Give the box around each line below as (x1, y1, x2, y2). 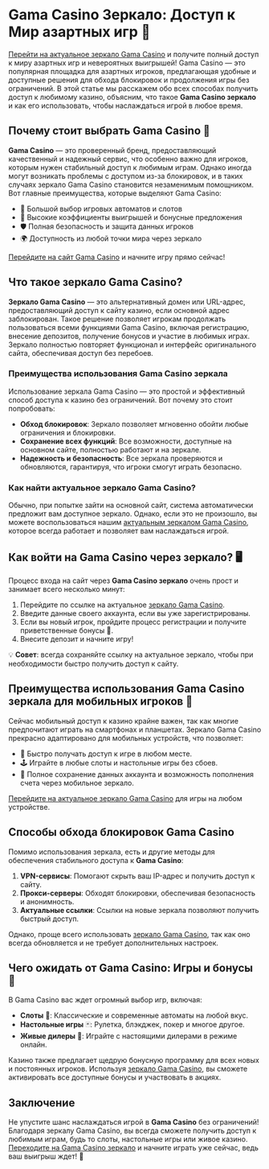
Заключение (8, 1096, 75, 1109)
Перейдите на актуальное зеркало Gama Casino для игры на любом (8, 793, 243, 803)
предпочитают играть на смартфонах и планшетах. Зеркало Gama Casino (8, 725, 262, 734)
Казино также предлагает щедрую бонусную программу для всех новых (8, 1055, 259, 1065)
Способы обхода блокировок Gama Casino (8, 825, 235, 839)
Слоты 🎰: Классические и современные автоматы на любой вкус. (19, 1010, 249, 1020)
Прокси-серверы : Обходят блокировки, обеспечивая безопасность (19, 888, 255, 898)
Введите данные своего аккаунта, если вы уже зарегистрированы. (19, 608, 251, 618)
